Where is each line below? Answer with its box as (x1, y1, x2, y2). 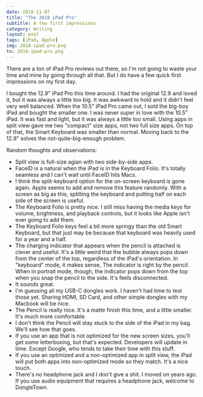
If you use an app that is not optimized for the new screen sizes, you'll (15, 332, 190, 339)
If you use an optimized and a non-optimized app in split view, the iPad (15, 351, 192, 358)
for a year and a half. (15, 235, 67, 242)
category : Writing (6, 25, 53, 32)
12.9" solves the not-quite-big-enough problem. (6, 135, 126, 142)
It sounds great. (15, 280, 55, 288)
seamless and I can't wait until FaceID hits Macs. (15, 171, 137, 178)
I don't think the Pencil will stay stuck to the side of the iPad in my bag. (15, 319, 192, 326)
